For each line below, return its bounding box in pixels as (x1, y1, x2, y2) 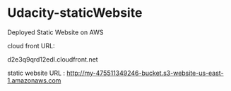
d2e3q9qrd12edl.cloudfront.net (7, 55, 98, 64)
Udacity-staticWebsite (7, 5, 143, 21)
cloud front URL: (7, 41, 55, 50)
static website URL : (7, 69, 66, 77)
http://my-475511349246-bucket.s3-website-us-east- (66, 69, 224, 77)
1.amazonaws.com (7, 76, 61, 85)
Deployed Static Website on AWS (7, 28, 104, 36)
